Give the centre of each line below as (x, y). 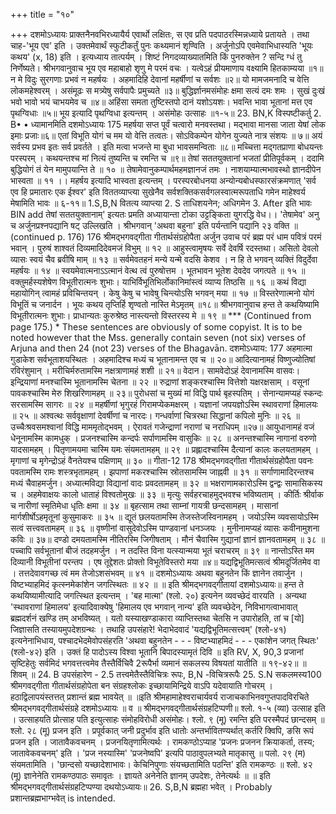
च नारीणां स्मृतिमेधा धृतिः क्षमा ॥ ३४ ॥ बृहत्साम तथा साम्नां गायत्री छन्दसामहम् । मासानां (144, 505)
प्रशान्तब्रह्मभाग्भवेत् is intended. (63, 798)
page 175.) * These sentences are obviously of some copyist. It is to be (156, 327)
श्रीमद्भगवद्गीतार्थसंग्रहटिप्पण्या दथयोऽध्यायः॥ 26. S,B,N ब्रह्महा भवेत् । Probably (141, 787)
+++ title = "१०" (42, 14)
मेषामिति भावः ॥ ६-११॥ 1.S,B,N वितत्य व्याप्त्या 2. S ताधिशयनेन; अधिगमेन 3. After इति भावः (161, 203)
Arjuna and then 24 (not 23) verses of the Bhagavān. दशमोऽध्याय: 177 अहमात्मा (161, 348)
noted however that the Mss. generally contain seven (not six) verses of (158, 337)
